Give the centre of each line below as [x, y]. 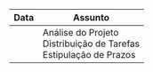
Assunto [91, 17]
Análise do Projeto [81, 32]
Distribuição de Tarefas [92, 44]
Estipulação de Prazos [89, 55]
